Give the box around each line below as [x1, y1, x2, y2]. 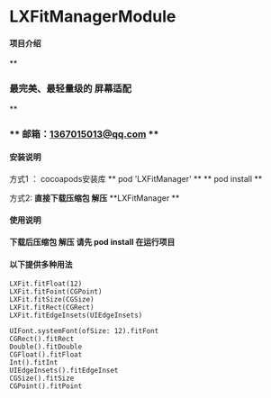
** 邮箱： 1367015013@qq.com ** [9, 128, 159, 140]
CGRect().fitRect [9, 335, 75, 344]
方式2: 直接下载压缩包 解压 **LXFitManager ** [9, 192, 180, 204]
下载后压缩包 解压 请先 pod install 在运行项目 [9, 237, 176, 248]
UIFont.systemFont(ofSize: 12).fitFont [9, 327, 159, 336]
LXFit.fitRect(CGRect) [9, 303, 95, 312]
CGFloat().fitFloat [9, 350, 83, 359]
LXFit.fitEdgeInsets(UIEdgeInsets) [9, 311, 143, 321]
